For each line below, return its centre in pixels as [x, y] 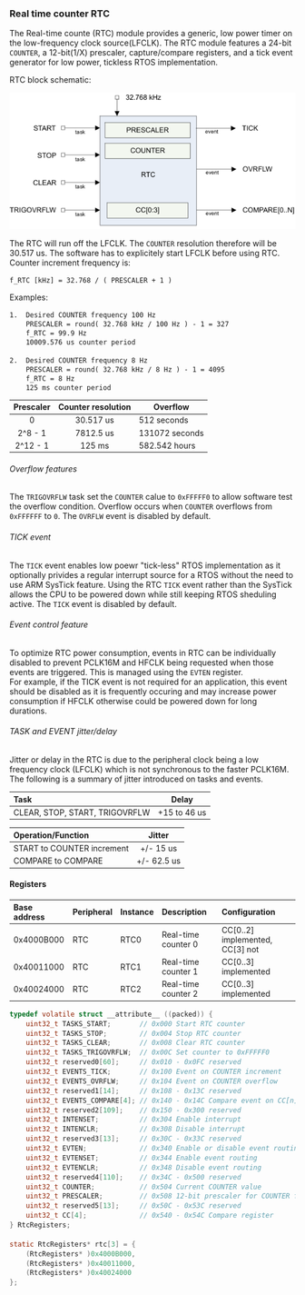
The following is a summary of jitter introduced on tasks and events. [136, 779]
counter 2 [180, 994]
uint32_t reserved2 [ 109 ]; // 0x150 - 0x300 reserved [134, 1110]
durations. [29, 711]
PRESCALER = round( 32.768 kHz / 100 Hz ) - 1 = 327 [128, 324]
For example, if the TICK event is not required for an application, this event [148, 682]
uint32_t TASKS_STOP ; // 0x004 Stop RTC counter [134, 1033]
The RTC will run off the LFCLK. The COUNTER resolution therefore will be [143, 243]
